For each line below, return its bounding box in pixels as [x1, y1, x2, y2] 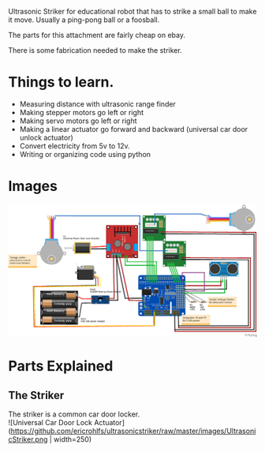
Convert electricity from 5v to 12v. [19, 141, 130, 151]
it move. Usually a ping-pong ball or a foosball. [8, 15, 160, 24]
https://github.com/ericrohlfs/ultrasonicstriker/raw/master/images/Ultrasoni [10, 426, 256, 436]
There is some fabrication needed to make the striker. [8, 46, 183, 54]
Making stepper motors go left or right [19, 107, 144, 117]
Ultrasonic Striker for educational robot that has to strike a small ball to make [8, 7, 257, 16]
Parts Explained [8, 357, 114, 375]
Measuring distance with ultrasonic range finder [19, 99, 176, 109]
